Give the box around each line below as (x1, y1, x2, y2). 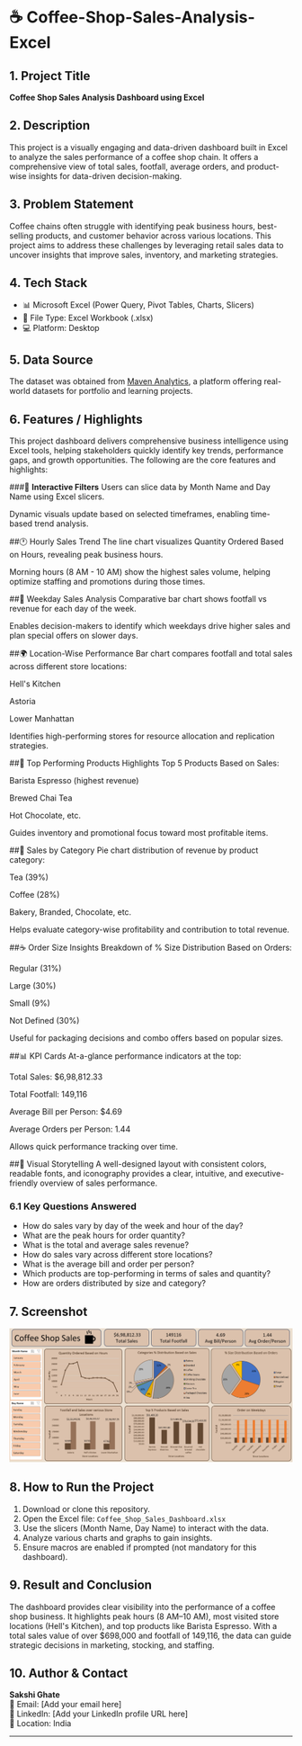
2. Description (9, 118, 91, 133)
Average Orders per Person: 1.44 (9, 1124, 131, 1134)
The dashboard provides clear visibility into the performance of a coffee (9, 1601, 276, 1612)
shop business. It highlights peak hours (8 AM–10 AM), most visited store (9, 1611, 280, 1622)
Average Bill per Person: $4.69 (9, 1106, 123, 1117)
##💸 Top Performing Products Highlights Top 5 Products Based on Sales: (9, 757, 280, 769)
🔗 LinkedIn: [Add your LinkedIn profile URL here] (9, 1708, 189, 1719)
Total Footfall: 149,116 (9, 1089, 88, 1100)
